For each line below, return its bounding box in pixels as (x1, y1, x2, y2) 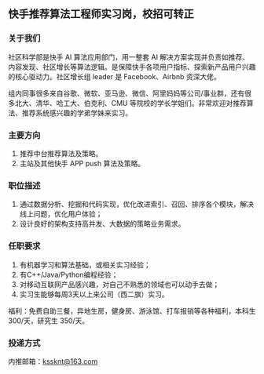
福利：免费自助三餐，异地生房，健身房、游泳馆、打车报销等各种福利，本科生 (8, 306, 256, 315)
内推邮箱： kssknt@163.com (8, 356, 98, 366)
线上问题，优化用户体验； (19, 209, 103, 219)
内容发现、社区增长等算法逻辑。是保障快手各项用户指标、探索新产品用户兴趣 (8, 62, 256, 71)
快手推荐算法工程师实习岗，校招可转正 (8, 7, 194, 21)
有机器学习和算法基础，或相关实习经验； (19, 260, 151, 269)
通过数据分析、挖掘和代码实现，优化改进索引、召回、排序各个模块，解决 (19, 199, 254, 209)
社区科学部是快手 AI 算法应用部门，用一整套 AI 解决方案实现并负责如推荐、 (8, 52, 250, 61)
